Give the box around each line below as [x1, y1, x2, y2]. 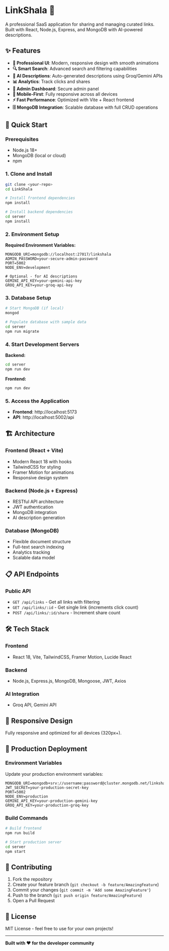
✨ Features [5, 46, 41, 55]
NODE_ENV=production [5, 794, 49, 799]
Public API [5, 588, 31, 595]
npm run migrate [5, 329, 39, 334]
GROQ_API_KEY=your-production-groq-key [5, 802, 89, 808]
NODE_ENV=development [5, 265, 51, 270]
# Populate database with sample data [5, 320, 87, 325]
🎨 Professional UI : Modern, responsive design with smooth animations [12, 60, 159, 66]
